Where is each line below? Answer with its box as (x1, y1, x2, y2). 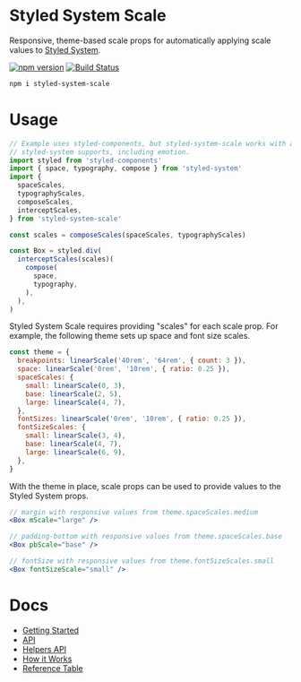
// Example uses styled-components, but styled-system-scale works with (9, 139, 287, 148)
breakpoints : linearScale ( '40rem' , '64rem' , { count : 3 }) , (17, 356, 246, 366)
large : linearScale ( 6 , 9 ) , (25, 447, 126, 457)
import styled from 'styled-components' (9, 156, 163, 165)
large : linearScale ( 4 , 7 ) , (25, 398, 126, 407)
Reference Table (21, 662, 83, 673)
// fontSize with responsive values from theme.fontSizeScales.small (9, 557, 275, 565)
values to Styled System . (9, 44, 101, 55)
